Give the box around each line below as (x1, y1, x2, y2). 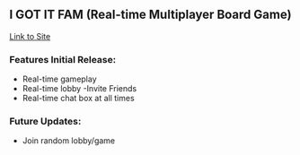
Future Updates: (9, 116, 82, 128)
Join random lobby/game (22, 135, 116, 146)
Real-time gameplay (22, 73, 97, 84)
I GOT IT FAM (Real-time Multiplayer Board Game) (9, 7, 292, 22)
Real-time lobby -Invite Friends (22, 83, 137, 94)
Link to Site (9, 30, 51, 41)
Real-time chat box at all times (22, 93, 135, 104)
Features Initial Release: (9, 53, 117, 65)
